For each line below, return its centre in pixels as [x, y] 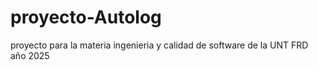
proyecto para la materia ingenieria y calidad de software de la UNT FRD [159, 45]
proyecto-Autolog [86, 17]
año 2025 [30, 55]
